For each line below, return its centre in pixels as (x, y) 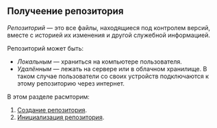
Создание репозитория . (52, 110)
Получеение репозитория (65, 11)
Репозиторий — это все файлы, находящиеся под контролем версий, (109, 27)
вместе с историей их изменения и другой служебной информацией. (109, 35)
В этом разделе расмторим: (49, 97)
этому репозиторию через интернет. (71, 83)
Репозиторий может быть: (46, 48)
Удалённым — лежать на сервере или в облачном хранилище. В (112, 68)
